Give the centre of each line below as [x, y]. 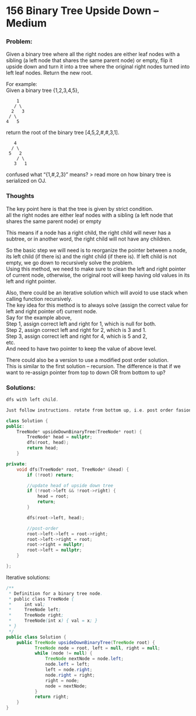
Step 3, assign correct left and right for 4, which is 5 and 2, [77, 336]
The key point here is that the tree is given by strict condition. [80, 208]
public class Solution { [36, 637]
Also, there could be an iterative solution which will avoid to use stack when [97, 292]
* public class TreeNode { [41, 599]
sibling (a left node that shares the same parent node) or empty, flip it [89, 60]
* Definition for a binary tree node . [56, 593]
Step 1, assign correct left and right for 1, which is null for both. [81, 324]
